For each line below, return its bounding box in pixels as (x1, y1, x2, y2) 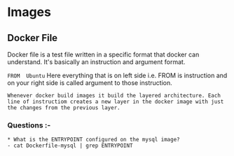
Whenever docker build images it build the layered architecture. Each (7, 92, 221, 99)
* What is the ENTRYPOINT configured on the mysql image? (7, 136, 180, 143)
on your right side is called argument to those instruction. (7, 79, 173, 87)
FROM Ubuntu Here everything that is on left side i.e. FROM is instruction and (7, 71, 228, 79)
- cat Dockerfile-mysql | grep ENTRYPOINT (7, 142, 133, 150)
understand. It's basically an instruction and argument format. (7, 58, 186, 66)
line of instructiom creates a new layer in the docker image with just (7, 98, 224, 105)
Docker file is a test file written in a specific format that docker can (7, 50, 200, 58)
